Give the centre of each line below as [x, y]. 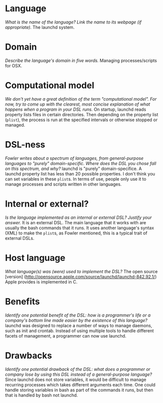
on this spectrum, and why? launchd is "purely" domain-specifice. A [73, 169]
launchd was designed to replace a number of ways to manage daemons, [79, 325]
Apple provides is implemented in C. [41, 282]
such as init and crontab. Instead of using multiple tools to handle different [80, 331]
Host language [35, 258]
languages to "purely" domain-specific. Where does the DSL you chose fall [81, 163]
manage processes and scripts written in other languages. [63, 184]
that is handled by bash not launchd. [42, 395]
